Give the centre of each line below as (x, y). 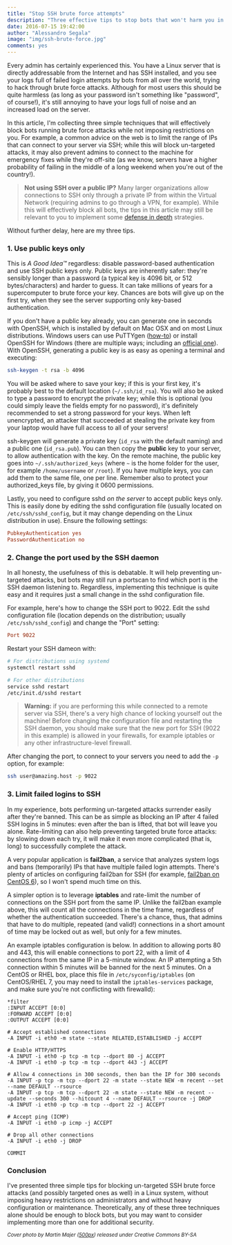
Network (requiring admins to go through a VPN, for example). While (121, 202)
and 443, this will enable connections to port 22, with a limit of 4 (99, 952)
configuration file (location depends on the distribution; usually (97, 616)
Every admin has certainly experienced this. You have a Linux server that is (114, 65)
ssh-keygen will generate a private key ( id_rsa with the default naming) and (115, 441)
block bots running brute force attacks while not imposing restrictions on (110, 130)
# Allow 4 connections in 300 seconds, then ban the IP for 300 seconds (114, 1074)
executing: (22, 358)
